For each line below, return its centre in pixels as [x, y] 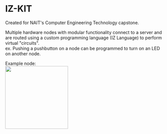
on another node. [23, 54]
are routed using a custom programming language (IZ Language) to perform [83, 38]
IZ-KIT [19, 9]
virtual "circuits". [22, 43]
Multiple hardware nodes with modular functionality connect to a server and [83, 32]
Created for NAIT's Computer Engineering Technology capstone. [72, 23]
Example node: [21, 63]
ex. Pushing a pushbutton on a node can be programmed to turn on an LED [83, 48]
